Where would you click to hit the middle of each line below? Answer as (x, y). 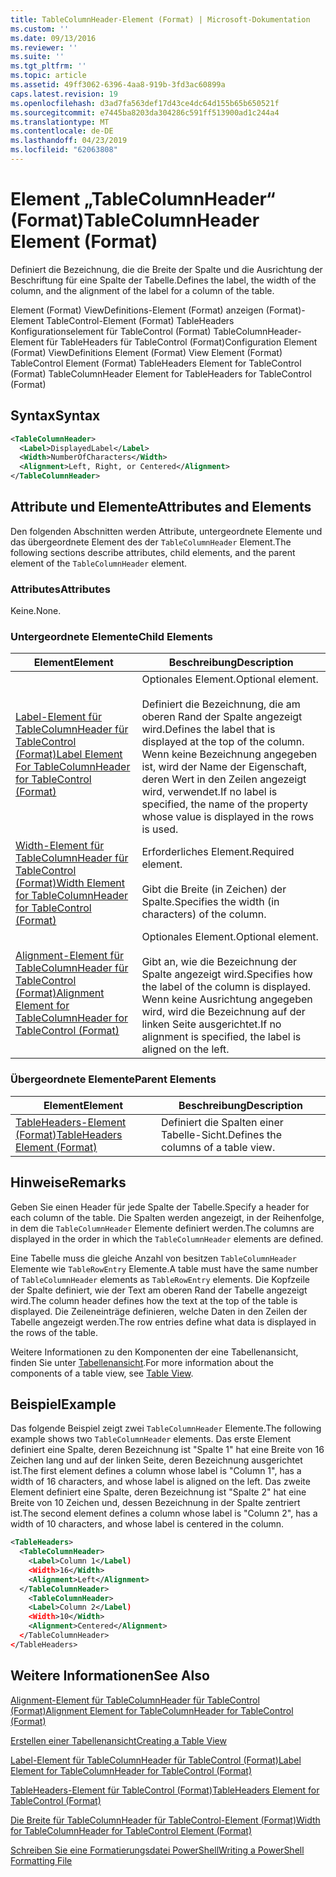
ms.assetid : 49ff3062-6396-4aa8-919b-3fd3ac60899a (118, 85)
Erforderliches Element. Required (218, 852)
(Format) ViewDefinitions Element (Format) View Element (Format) (146, 352)
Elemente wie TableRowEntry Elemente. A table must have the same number (164, 1268)
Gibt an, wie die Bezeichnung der (219, 962)
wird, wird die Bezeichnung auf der (223, 1012)
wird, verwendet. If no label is (209, 792)
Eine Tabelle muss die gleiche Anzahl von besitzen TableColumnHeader (153, 1258)
